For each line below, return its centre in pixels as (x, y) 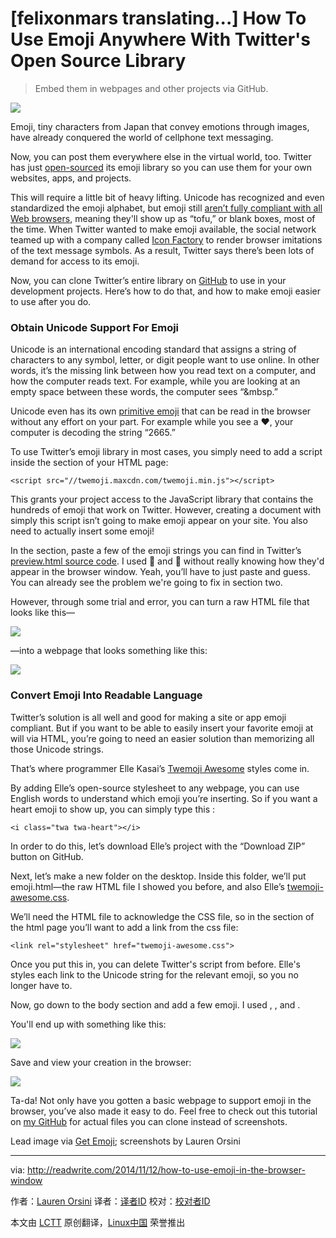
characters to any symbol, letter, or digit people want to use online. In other (165, 360)
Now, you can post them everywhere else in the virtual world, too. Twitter (161, 156)
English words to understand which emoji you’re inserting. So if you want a (164, 798)
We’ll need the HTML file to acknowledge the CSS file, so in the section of (162, 916)
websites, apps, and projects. (71, 178)
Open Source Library (98, 61)
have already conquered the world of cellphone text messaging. (142, 137)
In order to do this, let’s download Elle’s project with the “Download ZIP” (158, 846)
